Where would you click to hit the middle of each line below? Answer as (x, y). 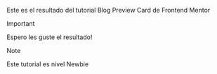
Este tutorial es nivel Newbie (48, 64)
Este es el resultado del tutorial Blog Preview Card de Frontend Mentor (108, 10)
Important (21, 23)
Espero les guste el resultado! (50, 37)
